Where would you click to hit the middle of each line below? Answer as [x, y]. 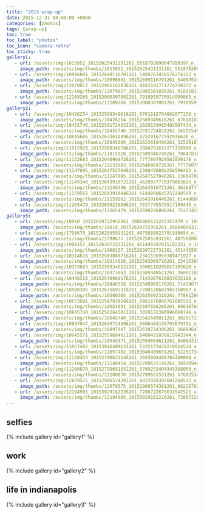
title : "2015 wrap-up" [35, 12]
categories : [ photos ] [34, 23]
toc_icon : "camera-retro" [39, 46]
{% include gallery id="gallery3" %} [51, 504]
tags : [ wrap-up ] [27, 29]
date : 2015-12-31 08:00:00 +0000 [49, 18]
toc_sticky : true [28, 52]
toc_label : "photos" [32, 40]
